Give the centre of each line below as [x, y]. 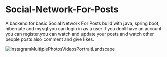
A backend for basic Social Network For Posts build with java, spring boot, [83, 23]
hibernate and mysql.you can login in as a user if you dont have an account [83, 28]
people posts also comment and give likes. [50, 39]
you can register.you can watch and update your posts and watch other [80, 34]
